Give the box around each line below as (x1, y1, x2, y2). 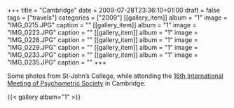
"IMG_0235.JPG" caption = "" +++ (7, 58, 107, 66)
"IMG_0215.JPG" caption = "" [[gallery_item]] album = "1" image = (7, 21, 197, 29)
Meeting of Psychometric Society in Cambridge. (7, 79, 146, 87)
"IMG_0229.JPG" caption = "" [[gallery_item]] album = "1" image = (7, 43, 198, 51)
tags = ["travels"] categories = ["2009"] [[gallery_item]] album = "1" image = (7, 13, 228, 22)
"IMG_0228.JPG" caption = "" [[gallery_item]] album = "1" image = (7, 36, 198, 44)
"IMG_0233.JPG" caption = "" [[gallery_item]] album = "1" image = (7, 50, 198, 59)
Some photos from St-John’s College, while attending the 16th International (7, 72, 223, 80)
